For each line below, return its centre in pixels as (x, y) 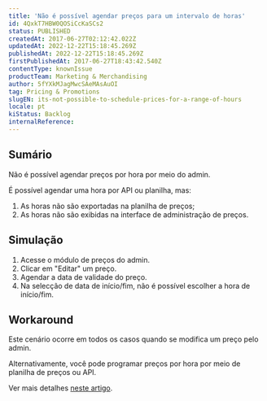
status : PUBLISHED (39, 31)
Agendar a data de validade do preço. (84, 277)
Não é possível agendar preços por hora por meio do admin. (109, 174)
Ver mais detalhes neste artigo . (61, 388)
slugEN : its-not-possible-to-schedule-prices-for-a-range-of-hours (125, 99)
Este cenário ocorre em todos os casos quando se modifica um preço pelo (133, 339)
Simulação (36, 240)
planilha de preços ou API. (53, 373)
